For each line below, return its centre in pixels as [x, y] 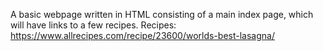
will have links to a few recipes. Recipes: [93, 25]
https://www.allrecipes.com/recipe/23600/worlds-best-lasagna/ [142, 35]
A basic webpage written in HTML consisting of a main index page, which [162, 14]
